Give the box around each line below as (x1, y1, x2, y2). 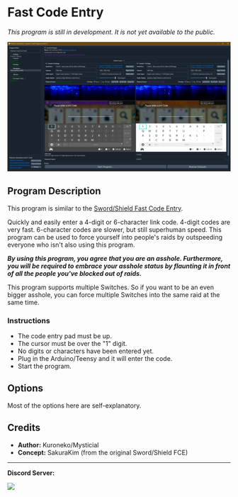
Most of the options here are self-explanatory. (7, 401, 142, 410)
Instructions (7, 315, 51, 325)
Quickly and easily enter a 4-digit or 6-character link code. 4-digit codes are (7, 218, 231, 226)
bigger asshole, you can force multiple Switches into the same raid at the (7, 290, 220, 298)
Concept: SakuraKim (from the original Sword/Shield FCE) (17, 448, 188, 457)
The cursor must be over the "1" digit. (17, 339, 127, 347)
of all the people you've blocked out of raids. (7, 269, 142, 277)
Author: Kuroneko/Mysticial (17, 440, 99, 449)
